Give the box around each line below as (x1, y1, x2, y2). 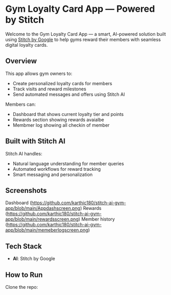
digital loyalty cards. (5, 42, 48, 48)
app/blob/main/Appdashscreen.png (5, 205, 80, 211)
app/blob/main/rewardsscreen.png (5, 216, 79, 222)
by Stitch (5, 14, 45, 26)
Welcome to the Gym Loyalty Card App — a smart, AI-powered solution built (5, 31, 166, 37)
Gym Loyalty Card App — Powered (5, 3, 155, 15)
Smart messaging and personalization (12, 171, 93, 178)
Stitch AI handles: (5, 150, 42, 156)
